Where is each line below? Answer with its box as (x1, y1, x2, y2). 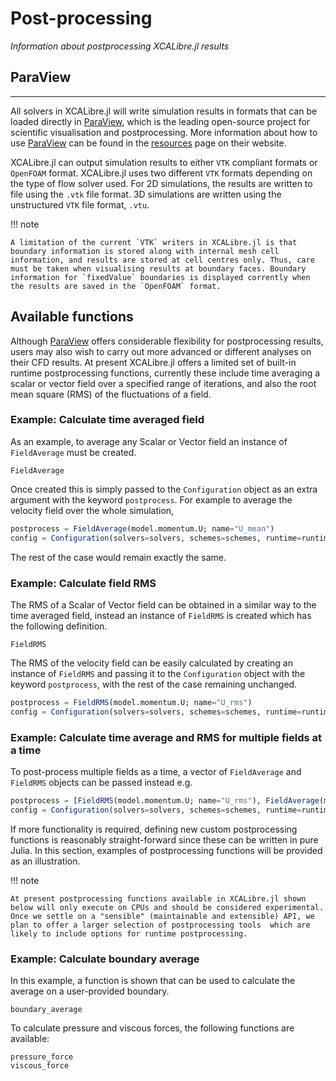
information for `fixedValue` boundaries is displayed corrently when (10, 272, 311, 282)
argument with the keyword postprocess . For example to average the (10, 493, 293, 506)
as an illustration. (10, 855, 81, 867)
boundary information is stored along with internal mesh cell (10, 246, 280, 256)
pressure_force (10, 1052, 74, 1062)
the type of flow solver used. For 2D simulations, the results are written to (10, 177, 313, 189)
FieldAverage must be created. (10, 446, 137, 458)
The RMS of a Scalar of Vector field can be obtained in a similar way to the (10, 598, 317, 611)
